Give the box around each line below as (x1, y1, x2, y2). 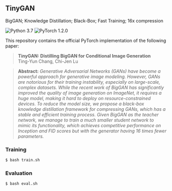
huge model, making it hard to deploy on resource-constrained (17, 95, 151, 101)
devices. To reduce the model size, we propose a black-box (17, 101, 144, 107)
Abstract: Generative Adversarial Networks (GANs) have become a (17, 68, 161, 74)
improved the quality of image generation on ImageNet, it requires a (17, 89, 162, 96)
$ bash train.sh (5, 158, 40, 163)
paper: (5, 43, 19, 49)
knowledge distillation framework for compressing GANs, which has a (17, 106, 166, 112)
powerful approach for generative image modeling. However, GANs (17, 74, 160, 80)
